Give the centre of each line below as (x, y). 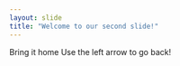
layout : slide (36, 18)
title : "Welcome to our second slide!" (84, 26)
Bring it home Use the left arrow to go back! (90, 52)
